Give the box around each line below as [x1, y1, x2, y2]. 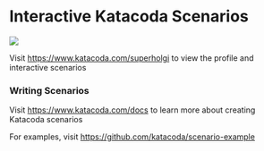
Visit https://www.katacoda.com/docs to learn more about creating [9, 105, 256, 115]
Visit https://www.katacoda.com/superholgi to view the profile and [9, 52, 254, 63]
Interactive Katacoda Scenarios [9, 6, 249, 27]
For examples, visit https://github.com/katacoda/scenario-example [9, 131, 255, 142]
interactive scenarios [9, 62, 87, 72]
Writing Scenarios [9, 84, 89, 96]
